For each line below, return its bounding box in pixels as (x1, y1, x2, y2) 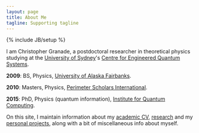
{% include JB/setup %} (6, 37, 66, 44)
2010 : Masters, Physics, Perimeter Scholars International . (6, 84, 148, 91)
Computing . (6, 102, 35, 109)
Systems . (6, 61, 29, 68)
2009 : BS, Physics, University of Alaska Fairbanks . (6, 72, 131, 80)
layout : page (6, 8, 39, 15)
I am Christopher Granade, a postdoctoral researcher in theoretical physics (6, 48, 191, 55)
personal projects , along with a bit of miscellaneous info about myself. (6, 120, 179, 127)
